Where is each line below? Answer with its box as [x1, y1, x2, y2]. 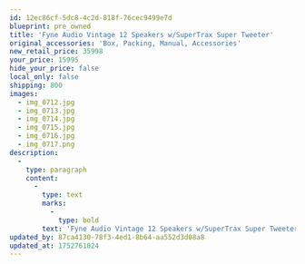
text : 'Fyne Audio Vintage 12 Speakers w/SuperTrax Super [42, 224, 266, 233]
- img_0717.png [17, 140, 75, 149]
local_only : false [9, 73, 79, 82]
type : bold [57, 215, 100, 225]
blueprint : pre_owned [9, 22, 92, 31]
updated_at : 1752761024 [9, 241, 100, 250]
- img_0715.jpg [17, 123, 75, 132]
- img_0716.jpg [17, 132, 75, 141]
